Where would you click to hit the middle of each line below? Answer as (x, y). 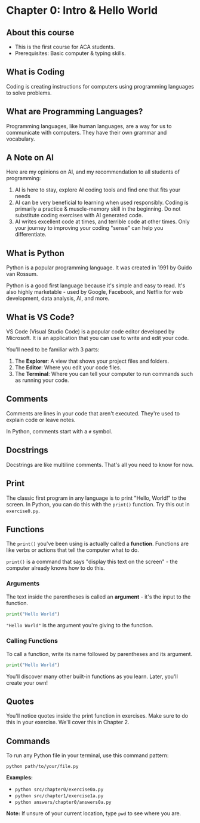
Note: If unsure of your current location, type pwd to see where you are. (94, 813)
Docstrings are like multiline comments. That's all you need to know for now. (100, 464)
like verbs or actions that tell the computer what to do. (73, 550)
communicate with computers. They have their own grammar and (87, 132)
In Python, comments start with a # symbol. (59, 431)
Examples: (19, 778)
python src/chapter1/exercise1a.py (59, 796)
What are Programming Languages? (75, 112)
